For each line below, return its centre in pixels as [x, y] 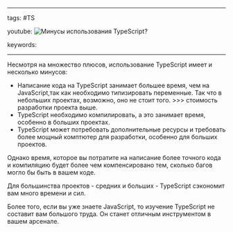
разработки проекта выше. [58, 107]
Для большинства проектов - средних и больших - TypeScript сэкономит [116, 186]
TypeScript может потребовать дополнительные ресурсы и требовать [121, 130]
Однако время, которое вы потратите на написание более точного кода [114, 158]
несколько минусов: [37, 72]
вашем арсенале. [33, 221]
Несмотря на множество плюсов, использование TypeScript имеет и [110, 64]
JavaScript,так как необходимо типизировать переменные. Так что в [119, 93]
